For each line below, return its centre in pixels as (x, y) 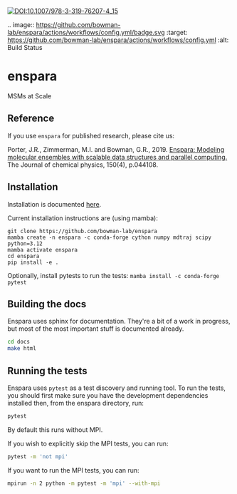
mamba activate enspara (43, 249)
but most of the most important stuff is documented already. (96, 329)
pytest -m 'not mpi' (38, 456)
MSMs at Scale (30, 96)
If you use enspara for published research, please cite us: (91, 135)
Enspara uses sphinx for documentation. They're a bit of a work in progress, (119, 321)
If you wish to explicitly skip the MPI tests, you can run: (88, 443)
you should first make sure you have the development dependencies (108, 395)
